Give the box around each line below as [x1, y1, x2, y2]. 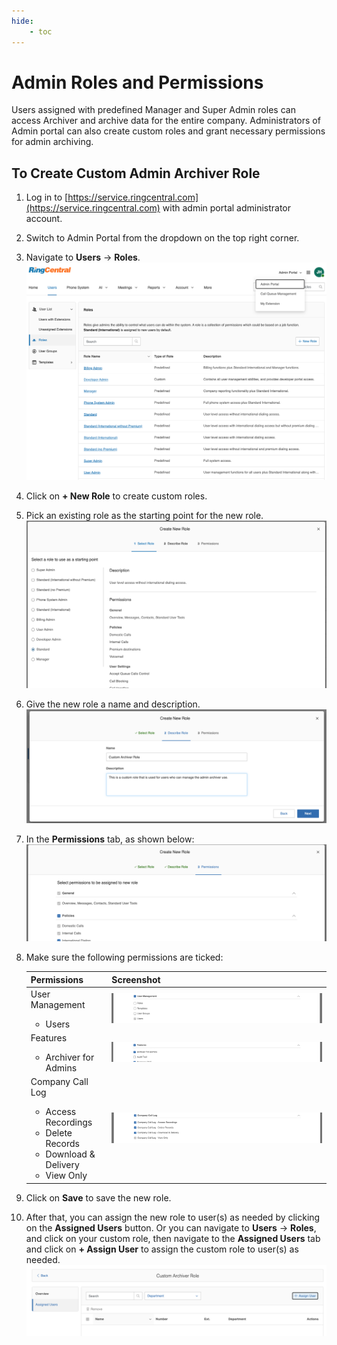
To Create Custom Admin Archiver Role [11, 165, 261, 182]
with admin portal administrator [162, 202, 292, 214]
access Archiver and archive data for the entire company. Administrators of [11, 115, 321, 127]
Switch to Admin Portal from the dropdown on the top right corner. [25, 232, 300, 244]
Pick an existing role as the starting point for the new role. [25, 509, 264, 521]
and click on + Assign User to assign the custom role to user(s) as [25, 1243, 299, 1255]
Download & [45, 1148, 96, 1160]
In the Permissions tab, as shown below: [25, 833, 195, 845]
